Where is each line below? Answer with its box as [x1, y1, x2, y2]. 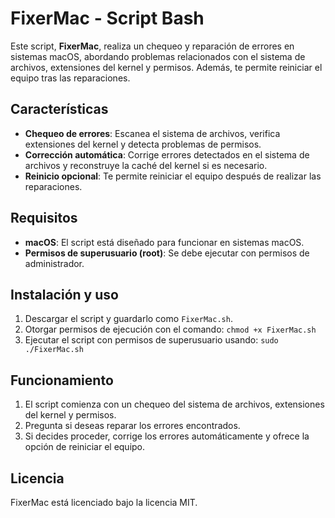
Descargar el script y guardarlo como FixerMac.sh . [24, 313, 233, 325]
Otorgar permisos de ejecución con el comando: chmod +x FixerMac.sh [24, 323, 317, 336]
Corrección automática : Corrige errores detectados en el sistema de [24, 148, 310, 161]
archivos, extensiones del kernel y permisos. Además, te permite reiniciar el [10, 61, 323, 73]
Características [10, 101, 109, 118]
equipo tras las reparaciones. [10, 72, 131, 84]
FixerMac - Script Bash [10, 7, 205, 30]
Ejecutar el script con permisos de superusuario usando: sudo [24, 334, 279, 346]
